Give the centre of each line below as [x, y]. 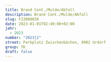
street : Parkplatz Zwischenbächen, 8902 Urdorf [56, 42]
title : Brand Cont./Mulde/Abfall [40, 10]
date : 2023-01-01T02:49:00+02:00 [40, 24]
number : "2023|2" [23, 38]
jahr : [11, 28]
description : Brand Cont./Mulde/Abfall [47, 14]
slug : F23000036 [22, 19]
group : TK [15, 47]
